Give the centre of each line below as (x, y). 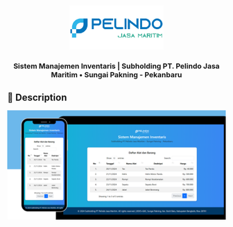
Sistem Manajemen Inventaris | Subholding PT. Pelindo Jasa (116, 66)
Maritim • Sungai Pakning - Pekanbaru (116, 75)
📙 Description (37, 98)
